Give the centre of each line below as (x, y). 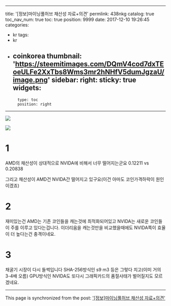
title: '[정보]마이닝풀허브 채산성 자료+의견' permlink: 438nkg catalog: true (80, 14)
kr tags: (21, 35)
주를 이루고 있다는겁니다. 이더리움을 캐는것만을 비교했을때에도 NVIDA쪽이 (83, 228)
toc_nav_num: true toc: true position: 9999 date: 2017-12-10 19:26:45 (77, 19)
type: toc (28, 100)
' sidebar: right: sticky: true (92, 80)
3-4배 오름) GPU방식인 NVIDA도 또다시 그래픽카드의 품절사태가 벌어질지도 (79, 276)
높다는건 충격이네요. (36, 234)
